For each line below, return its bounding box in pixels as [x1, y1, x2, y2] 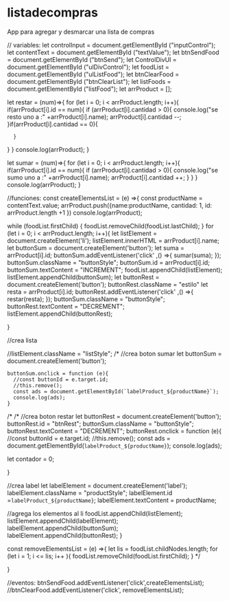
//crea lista [7, 336, 38, 345]
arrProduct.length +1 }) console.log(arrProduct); [7, 208, 143, 217]
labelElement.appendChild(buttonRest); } [7, 531, 123, 539]
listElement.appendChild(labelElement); [7, 516, 119, 525]
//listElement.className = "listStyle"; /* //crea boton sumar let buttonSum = [7, 349, 222, 358]
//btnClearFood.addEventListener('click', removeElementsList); [7, 586, 184, 594]
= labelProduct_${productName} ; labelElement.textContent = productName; [7, 496, 217, 504]
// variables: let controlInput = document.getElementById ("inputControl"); [7, 41, 216, 49]
